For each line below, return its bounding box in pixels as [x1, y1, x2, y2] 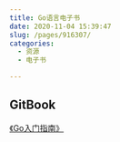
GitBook [9, 97, 56, 113]
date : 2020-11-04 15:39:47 [9, 22, 112, 31]
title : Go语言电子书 [9, 13, 80, 23]
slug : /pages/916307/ [9, 30, 92, 39]
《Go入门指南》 [9, 122, 65, 133]
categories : [9, 38, 55, 48]
